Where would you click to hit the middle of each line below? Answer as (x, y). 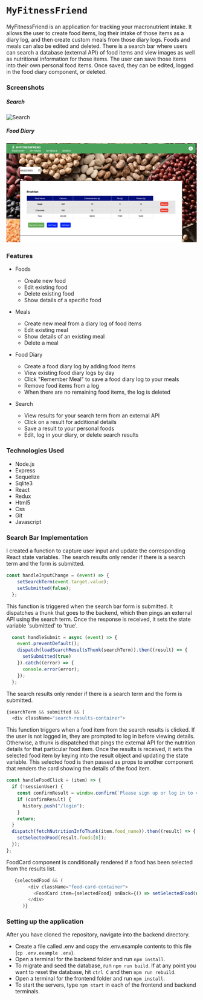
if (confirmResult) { (44, 800)
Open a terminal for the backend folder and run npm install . (90, 959)
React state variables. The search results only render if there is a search (96, 557)
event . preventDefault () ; (48, 644)
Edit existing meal (46, 330)
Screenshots (25, 87)
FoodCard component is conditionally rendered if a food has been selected (100, 862)
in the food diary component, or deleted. (56, 71)
